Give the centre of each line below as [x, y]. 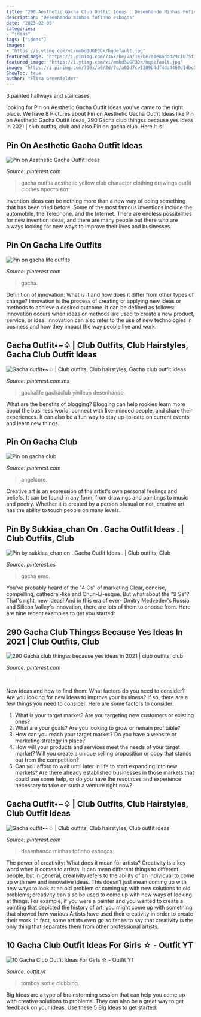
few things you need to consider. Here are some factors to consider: [90, 703]
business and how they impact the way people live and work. [81, 326]
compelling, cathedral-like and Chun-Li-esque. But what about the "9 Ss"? [98, 594]
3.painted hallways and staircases [48, 96]
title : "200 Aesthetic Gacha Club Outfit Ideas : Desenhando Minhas [93, 12]
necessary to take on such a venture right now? [74, 785]
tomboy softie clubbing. [50, 983]
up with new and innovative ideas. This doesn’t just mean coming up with [96, 881]
